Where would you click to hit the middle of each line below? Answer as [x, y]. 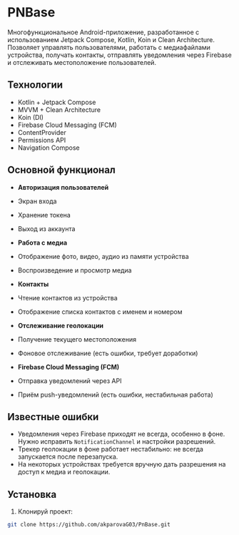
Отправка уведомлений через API [70, 381]
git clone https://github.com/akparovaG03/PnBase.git [89, 525]
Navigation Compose [49, 148]
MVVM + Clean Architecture [59, 109]
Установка [32, 494]
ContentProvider [42, 132]
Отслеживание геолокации [61, 325]
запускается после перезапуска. [68, 457]
